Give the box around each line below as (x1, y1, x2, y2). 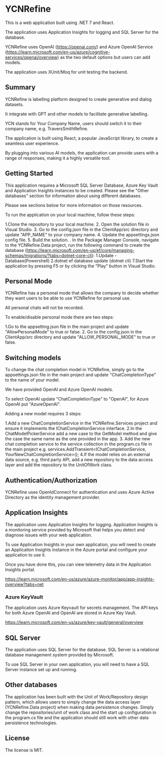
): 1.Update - (92, 252, 117, 258)
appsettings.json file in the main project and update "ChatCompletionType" (5, 372, 156, 378)
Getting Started (5, 169, 53, 177)
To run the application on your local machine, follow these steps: (5, 212, 136, 218)
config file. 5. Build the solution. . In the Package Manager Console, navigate (5, 237, 159, 243)
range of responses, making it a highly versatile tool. (5, 155, 111, 161)
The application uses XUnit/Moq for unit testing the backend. (5, 69, 128, 75)
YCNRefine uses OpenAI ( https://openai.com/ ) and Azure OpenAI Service (5, 44, 153, 50)
